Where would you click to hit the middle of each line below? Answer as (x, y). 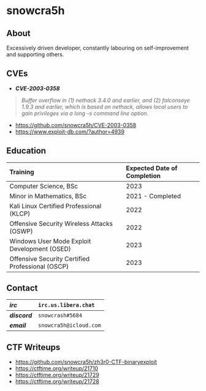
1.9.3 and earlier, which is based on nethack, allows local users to (105, 106)
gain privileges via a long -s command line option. (85, 113)
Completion (143, 176)
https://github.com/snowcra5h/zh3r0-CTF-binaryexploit (86, 362)
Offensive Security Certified (50, 259)
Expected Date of (152, 168)
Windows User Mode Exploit (50, 241)
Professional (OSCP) (39, 266)
